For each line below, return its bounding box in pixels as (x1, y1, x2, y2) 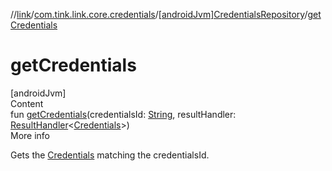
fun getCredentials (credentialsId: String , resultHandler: (10, 108, 237, 120)
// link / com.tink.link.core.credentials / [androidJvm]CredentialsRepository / (10, 9, 308, 20)
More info (10, 129, 51, 141)
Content (10, 97, 44, 109)
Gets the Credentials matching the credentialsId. (10, 149, 210, 161)
